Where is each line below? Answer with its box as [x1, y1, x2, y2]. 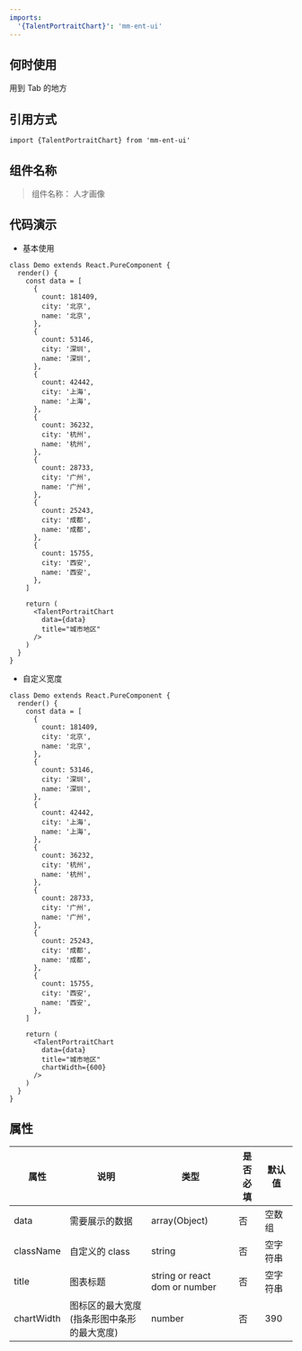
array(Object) [151, 1214, 209, 1227]
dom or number [151, 1280, 218, 1292]
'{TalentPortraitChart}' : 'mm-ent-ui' [17, 22, 164, 31]
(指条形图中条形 [69, 1312, 137, 1325]
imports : [9, 13, 42, 23]
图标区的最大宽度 [69, 1299, 142, 1311]
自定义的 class [69, 1245, 130, 1257]
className [13, 1244, 61, 1256]
